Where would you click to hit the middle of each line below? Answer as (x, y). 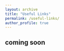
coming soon (25, 42)
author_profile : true (27, 23)
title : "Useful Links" (28, 14)
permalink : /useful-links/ (32, 18)
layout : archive (21, 9)
